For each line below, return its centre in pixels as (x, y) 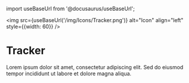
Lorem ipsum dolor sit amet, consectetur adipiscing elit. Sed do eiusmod (95, 67)
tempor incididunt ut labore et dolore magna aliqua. (69, 73)
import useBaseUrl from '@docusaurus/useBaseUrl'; (70, 9)
